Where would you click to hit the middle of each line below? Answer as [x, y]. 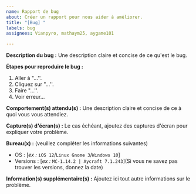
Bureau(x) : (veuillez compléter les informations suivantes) [77, 143]
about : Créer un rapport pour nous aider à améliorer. [75, 17]
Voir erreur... [30, 97]
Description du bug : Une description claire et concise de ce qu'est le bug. [97, 55]
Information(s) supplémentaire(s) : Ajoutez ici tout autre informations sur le [98, 179]
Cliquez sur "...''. [34, 84]
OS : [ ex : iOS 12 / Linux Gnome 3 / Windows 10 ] [67, 155]
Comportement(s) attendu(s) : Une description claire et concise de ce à [94, 108]
